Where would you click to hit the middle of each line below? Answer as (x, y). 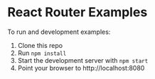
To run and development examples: (59, 32)
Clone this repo (40, 45)
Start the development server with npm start (83, 60)
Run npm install (42, 53)
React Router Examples (77, 12)
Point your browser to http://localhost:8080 (81, 68)
